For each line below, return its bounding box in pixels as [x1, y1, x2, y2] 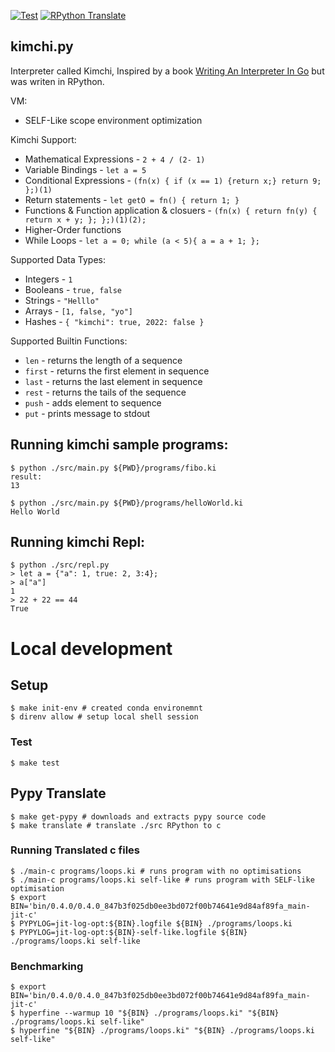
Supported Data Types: [10, 253, 107, 265]
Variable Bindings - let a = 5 [24, 163, 147, 175]
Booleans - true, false [24, 283, 123, 295]
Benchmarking [10, 959, 84, 973]
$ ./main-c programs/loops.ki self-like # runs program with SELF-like [10, 875, 315, 885]
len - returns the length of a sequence [24, 354, 183, 366]
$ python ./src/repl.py [10, 560, 110, 570]
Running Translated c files [10, 843, 141, 857]
